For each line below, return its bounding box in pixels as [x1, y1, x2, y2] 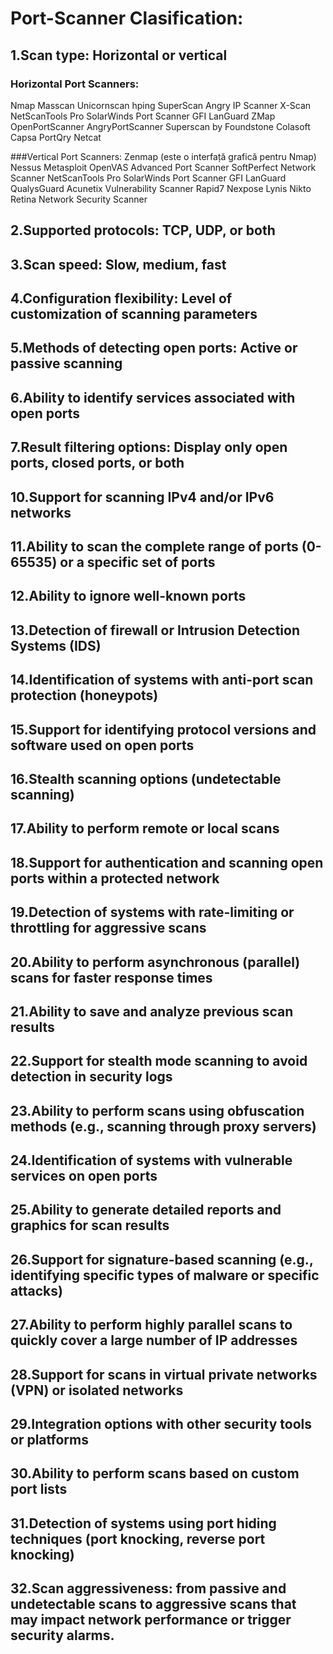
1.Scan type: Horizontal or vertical [10, 47, 228, 64]
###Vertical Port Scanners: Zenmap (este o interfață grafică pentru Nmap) [10, 150, 317, 162]
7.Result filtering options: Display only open [10, 439, 288, 456]
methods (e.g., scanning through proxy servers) [10, 1118, 317, 1135]
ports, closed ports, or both [10, 455, 185, 472]
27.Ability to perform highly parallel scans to [10, 1317, 293, 1334]
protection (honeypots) [10, 687, 159, 704]
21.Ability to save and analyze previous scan [10, 1003, 294, 1020]
